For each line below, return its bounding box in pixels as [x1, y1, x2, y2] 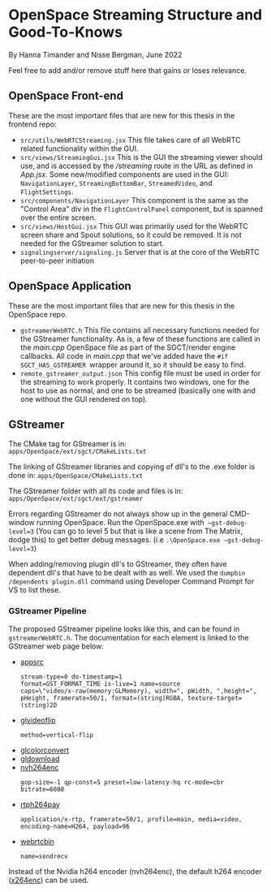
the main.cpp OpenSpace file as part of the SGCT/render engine [19, 343, 236, 352]
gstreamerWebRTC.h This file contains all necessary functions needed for [19, 325, 260, 334]
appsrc [19, 657, 45, 666]
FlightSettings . [19, 187, 75, 196]
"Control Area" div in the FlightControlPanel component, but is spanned [19, 204, 264, 213]
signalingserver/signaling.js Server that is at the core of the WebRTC [19, 247, 260, 256]
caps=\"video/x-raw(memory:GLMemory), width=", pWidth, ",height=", [19, 687, 257, 695]
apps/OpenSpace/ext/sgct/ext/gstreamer [8, 495, 144, 503]
